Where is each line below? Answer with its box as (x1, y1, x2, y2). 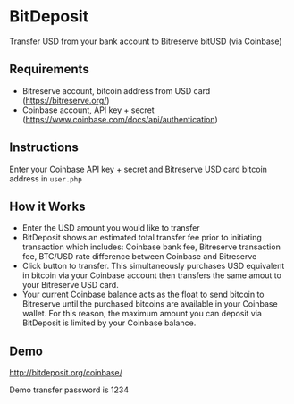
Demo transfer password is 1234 (9, 384, 130, 395)
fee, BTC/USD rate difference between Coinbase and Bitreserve (21, 251, 257, 262)
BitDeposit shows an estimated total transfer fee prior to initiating (21, 232, 262, 243)
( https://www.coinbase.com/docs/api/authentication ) (21, 114, 219, 124)
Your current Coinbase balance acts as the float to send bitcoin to (21, 289, 265, 300)
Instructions (9, 140, 79, 156)
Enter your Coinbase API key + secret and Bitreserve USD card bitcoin (9, 164, 268, 174)
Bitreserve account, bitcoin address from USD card (21, 85, 211, 96)
